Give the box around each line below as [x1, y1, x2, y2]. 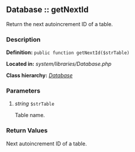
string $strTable [14, 100, 54, 107]
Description [6, 35, 41, 43]
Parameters [6, 87, 40, 95]
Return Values [6, 126, 48, 135]
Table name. [14, 112, 46, 119]
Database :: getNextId [6, 5, 89, 15]
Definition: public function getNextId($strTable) [6, 49, 130, 56]
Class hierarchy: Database [6, 72, 73, 79]
